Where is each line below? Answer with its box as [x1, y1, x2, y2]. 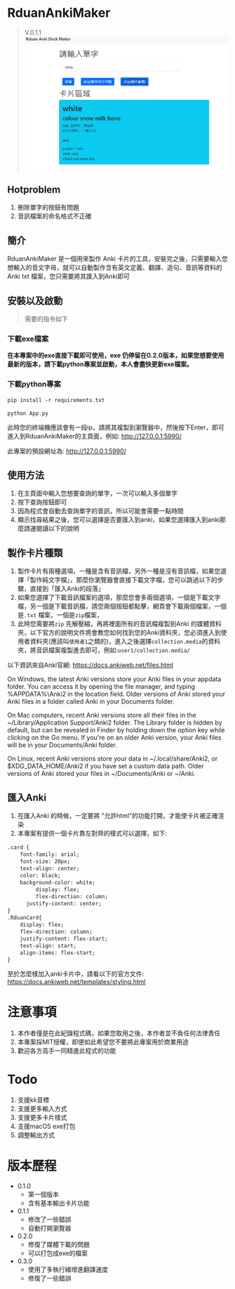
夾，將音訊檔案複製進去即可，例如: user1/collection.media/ [17, 646, 191, 654]
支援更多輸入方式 [17, 1104, 67, 1113]
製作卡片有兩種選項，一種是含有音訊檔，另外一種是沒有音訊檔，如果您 [17, 567, 221, 576]
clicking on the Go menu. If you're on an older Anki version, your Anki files [7, 733, 222, 742]
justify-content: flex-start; [20, 935, 109, 943]
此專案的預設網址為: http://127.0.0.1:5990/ [7, 446, 126, 455]
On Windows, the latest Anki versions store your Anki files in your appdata [7, 675, 222, 683]
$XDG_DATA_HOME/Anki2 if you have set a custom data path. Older [7, 762, 204, 770]
